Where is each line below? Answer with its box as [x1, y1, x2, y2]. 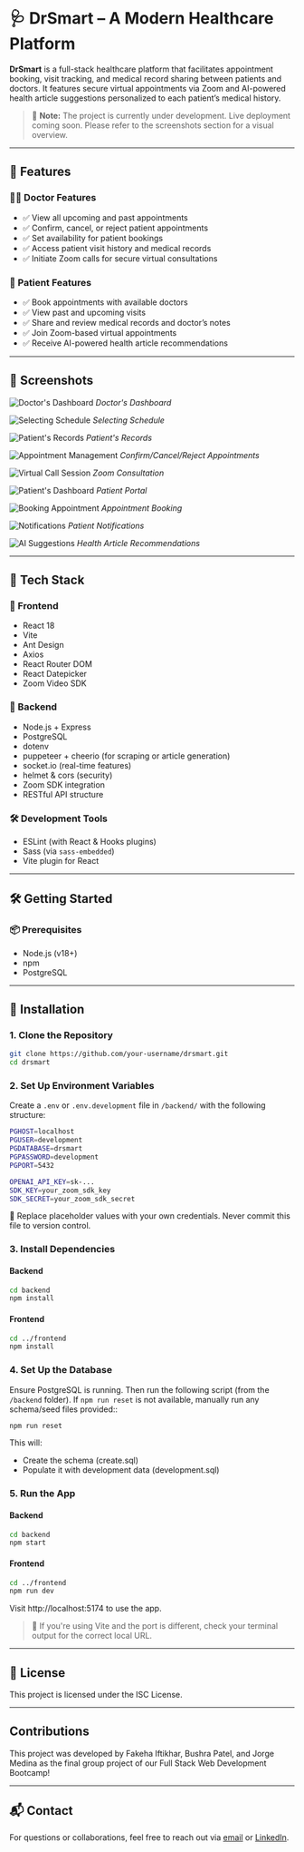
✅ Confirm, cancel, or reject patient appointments [22, 222, 209, 233]
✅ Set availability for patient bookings [22, 232, 164, 243]
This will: [9, 1437, 43, 1448]
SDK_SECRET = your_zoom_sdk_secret [9, 1194, 136, 1203]
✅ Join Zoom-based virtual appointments [22, 327, 177, 338]
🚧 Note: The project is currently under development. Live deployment [31, 110, 291, 121]
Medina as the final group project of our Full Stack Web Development [9, 1758, 267, 1769]
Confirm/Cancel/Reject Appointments [119, 449, 260, 460]
